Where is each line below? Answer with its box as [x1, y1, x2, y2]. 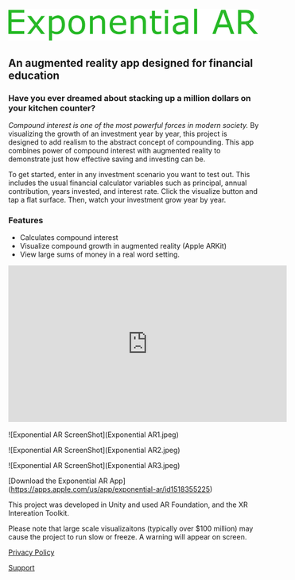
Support [8, 563, 35, 573]
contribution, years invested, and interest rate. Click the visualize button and [8, 186, 258, 195]
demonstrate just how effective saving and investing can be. [8, 154, 206, 164]
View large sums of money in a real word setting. [19, 249, 180, 259]
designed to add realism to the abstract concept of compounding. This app [8, 137, 254, 147]
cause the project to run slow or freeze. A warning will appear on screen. [8, 532, 247, 542]
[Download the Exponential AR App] [8, 476, 126, 485]
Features [8, 215, 44, 226]
